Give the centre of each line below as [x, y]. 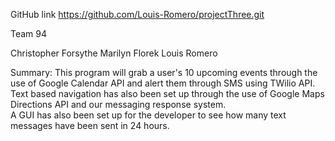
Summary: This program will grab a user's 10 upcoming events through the [164, 72]
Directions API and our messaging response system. [118, 104]
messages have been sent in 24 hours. [90, 125]
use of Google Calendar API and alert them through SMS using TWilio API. [163, 83]
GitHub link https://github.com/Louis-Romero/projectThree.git [137, 14]
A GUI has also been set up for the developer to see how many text [148, 115]
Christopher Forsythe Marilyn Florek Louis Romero [114, 53]
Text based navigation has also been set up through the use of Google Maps [167, 93]
